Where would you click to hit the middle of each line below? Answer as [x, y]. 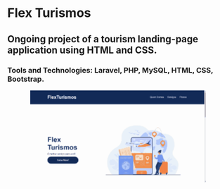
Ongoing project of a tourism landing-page [103, 39]
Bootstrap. [26, 79]
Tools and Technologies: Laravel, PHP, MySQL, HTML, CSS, [110, 70]
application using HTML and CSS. [82, 50]
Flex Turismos [49, 13]
